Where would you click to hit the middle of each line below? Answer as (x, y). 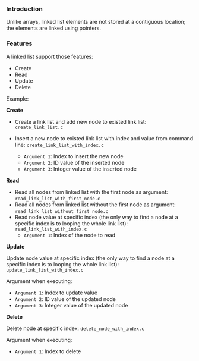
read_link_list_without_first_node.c (61, 211)
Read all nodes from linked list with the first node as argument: (91, 192)
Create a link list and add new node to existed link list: (80, 121)
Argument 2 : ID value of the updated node (65, 299)
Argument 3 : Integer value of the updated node (71, 305)
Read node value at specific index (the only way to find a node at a (96, 217)
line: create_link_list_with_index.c (59, 145)
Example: (18, 98)
